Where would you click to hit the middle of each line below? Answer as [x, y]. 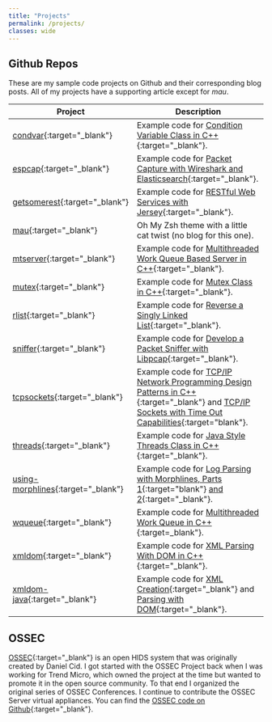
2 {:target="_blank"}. [174, 500]
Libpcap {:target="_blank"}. [187, 359]
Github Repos [43, 63]
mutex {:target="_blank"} [59, 287]
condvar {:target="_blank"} [63, 136]
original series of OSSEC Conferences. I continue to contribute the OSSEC [132, 692]
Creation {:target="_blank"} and [195, 589]
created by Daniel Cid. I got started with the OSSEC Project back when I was [136, 666]
